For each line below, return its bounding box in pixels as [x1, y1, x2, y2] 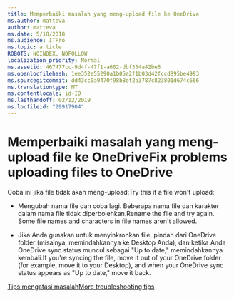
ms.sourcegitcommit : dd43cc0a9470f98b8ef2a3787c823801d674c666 [7, 76, 200, 84]
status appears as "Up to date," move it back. [17, 268, 151, 277]
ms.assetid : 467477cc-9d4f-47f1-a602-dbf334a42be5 [7, 63, 161, 71]
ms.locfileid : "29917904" [7, 103, 84, 111]
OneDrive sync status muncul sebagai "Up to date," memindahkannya [17, 245, 223, 254]
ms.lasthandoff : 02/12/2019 [7, 97, 91, 104]
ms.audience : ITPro [7, 37, 66, 44]
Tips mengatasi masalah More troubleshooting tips [7, 282, 155, 291]
